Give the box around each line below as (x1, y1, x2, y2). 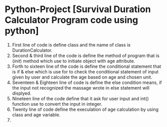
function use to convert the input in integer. (12, 101, 102, 107)
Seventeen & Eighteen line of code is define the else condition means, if (12, 79, 162, 86)
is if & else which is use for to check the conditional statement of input (12, 68, 159, 74)
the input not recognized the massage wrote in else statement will (12, 84, 150, 91)
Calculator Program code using (5, 14, 139, 26)
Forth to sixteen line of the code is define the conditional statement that (12, 63, 161, 69)
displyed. (12, 90, 31, 96)
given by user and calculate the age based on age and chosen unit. (12, 74, 152, 80)
